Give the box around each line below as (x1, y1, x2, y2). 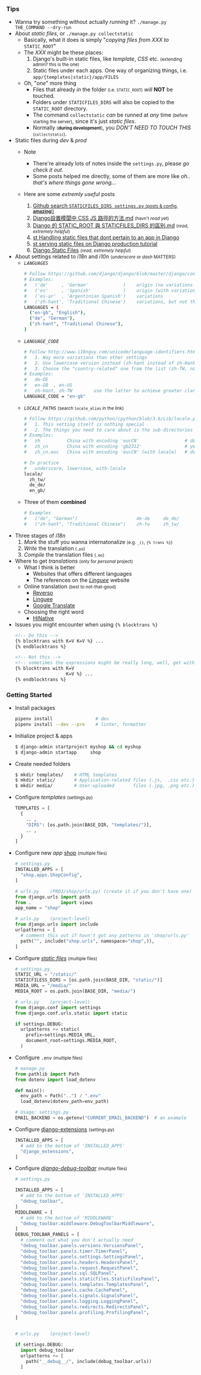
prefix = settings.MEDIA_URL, (26, 1032, 96, 1038)
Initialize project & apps (14, 732, 73, 740)
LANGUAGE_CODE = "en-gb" (23, 393, 86, 399)
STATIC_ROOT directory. (32, 105, 88, 112)
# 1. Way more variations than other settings (23, 355, 148, 360)
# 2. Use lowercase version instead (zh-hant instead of (23, 360, 175, 366)
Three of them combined (23, 499, 87, 506)
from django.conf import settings (14, 1004, 101, 1010)
